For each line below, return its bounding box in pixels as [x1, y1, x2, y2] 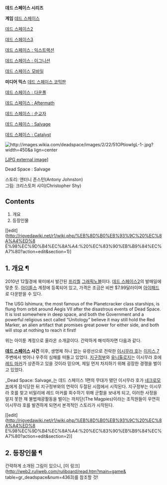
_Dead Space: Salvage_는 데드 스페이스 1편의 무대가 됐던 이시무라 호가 [5, 377, 144, 383]
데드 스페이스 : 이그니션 [5, 58, 51, 64]
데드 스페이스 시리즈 [5, 5, 44, 10]
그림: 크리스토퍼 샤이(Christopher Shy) [5, 183, 82, 189]
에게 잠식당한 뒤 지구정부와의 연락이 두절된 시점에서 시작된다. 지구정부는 [9, 383, 149, 389]
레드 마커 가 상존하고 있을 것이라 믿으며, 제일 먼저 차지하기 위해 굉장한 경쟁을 [5, 360, 153, 366]
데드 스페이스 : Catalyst [5, 132, 51, 137]
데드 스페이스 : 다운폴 [5, 90, 46, 95]
